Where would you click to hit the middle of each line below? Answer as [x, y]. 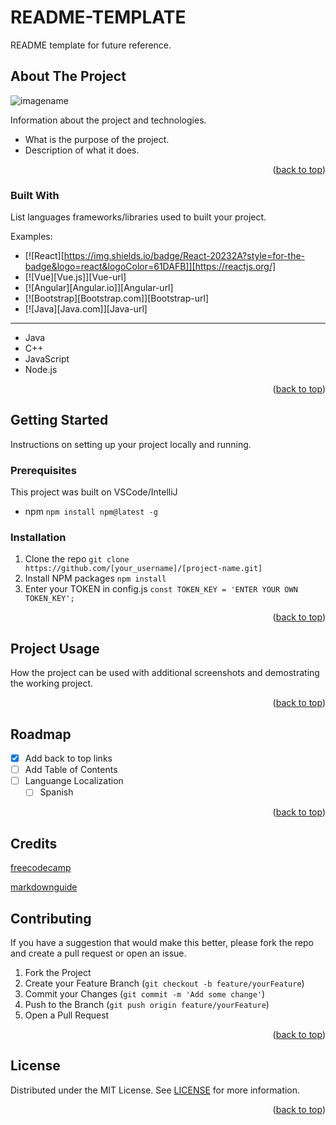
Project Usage [55, 648]
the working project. [52, 683]
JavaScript [47, 359]
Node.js [41, 370]
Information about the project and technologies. [108, 120]
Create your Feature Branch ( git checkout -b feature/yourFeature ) [164, 983]
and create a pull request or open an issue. [98, 953]
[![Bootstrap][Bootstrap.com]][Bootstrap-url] [117, 298]
